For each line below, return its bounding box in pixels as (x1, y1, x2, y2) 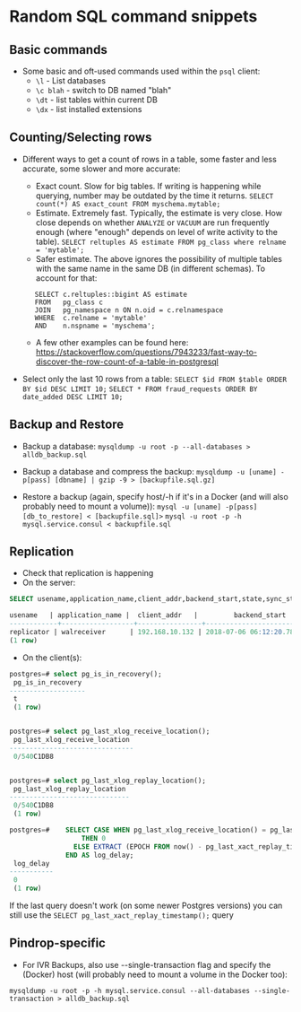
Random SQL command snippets (9, 6, 258, 27)
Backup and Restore (9, 417, 125, 432)
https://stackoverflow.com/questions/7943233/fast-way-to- (35, 346, 258, 357)
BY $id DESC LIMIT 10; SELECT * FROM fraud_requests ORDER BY (21, 384, 258, 394)
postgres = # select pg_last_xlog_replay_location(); (9, 776, 206, 785)
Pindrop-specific (9, 936, 106, 951)
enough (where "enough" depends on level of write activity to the (35, 226, 278, 237)
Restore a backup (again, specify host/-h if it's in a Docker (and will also (21, 491, 288, 502)
